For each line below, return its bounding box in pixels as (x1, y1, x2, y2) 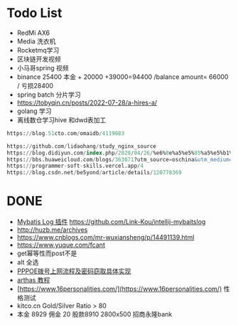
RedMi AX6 (16, 28, 50, 37)
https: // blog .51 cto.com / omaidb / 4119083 (6, 129, 125, 137)
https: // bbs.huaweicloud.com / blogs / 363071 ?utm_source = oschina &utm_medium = (6, 156, 233, 163)
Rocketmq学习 (16, 46, 60, 54)
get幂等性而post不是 (16, 249, 77, 257)
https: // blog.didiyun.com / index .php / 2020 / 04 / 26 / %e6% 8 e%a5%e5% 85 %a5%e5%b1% (6, 149, 233, 156)
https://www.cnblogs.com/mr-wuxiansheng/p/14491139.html (16, 233, 195, 242)
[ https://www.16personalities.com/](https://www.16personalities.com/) (16, 284, 222, 293)
